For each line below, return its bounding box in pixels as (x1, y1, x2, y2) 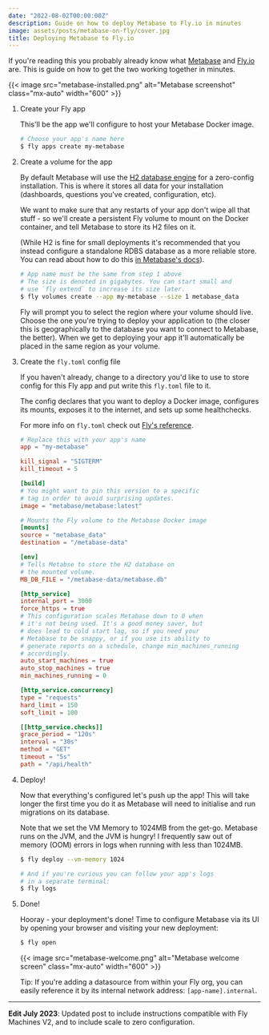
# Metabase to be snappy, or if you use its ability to (19, 634, 211, 642)
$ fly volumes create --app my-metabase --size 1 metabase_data (19, 292, 239, 300)
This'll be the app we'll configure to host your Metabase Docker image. (19, 119, 255, 129)
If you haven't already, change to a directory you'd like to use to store (19, 372, 250, 381)
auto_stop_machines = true (19, 664, 110, 673)
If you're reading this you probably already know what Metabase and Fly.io (8, 56, 255, 66)
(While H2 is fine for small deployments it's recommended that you (19, 238, 240, 247)
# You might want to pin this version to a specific (19, 486, 200, 495)
